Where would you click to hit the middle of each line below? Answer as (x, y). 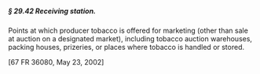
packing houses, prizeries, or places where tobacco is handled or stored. (126, 47)
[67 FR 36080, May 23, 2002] (56, 62)
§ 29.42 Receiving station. (52, 11)
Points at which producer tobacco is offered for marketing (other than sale (128, 30)
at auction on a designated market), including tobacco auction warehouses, (130, 38)
